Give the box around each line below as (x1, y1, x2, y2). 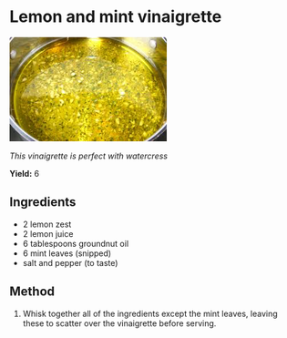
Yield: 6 (9, 168, 39, 179)
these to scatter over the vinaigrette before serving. (22, 317, 217, 329)
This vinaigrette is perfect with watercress (9, 150, 169, 161)
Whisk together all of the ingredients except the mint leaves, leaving (22, 308, 278, 319)
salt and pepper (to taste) (22, 257, 118, 268)
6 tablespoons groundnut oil (22, 238, 129, 249)
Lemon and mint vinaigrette (9, 6, 222, 27)
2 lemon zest (22, 219, 72, 230)
